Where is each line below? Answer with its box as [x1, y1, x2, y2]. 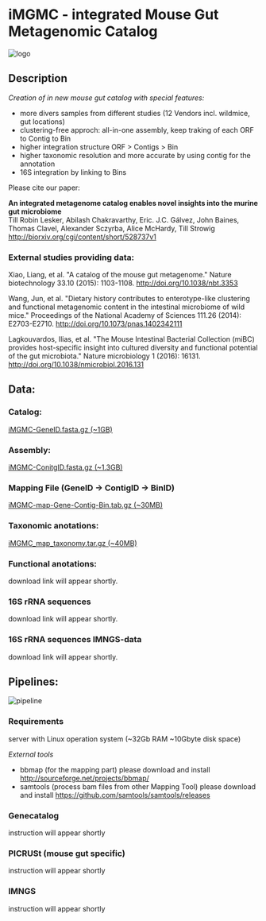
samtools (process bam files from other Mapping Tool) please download [19, 781, 256, 791]
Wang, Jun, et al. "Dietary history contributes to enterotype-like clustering [8, 294, 250, 304]
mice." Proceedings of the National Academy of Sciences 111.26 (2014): [8, 311, 242, 320]
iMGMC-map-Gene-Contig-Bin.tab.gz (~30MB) [8, 501, 164, 510]
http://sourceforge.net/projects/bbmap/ [19, 773, 149, 783]
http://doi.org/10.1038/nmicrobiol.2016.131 [8, 360, 145, 370]
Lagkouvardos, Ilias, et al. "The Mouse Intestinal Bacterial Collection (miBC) [8, 335, 256, 344]
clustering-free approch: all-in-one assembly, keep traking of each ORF [19, 125, 254, 134]
